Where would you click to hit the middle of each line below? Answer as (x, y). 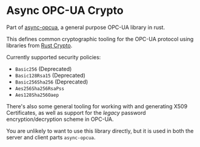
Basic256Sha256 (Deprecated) (52, 82)
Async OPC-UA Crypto (65, 11)
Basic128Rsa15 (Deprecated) (50, 75)
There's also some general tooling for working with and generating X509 (97, 106)
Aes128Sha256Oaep (37, 95)
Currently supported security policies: (54, 57)
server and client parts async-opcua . (51, 137)
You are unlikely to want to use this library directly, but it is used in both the (100, 131)
